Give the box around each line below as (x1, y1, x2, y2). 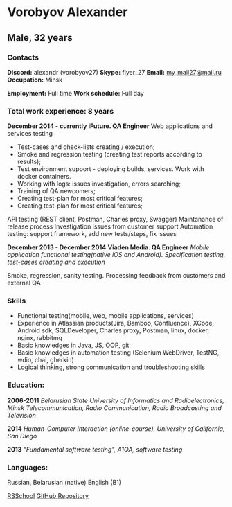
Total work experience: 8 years (7, 106, 114, 116)
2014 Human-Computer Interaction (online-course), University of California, (7, 424, 225, 433)
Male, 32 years (7, 32, 73, 44)
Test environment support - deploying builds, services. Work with (17, 165, 204, 173)
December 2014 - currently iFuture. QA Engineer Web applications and (7, 122, 213, 130)
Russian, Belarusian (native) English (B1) (7, 479, 122, 487)
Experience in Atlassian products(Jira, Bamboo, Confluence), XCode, (17, 319, 215, 328)
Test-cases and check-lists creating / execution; (17, 143, 155, 151)
